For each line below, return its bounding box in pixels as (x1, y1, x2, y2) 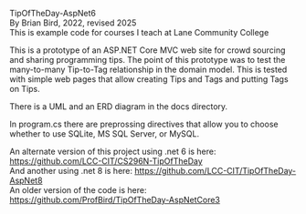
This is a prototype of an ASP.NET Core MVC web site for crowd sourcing (9, 45, 286, 56)
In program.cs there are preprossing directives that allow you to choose (9, 118, 279, 129)
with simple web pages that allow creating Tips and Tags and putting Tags (9, 74, 290, 85)
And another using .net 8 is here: (9, 166, 133, 176)
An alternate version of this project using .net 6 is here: (9, 146, 216, 157)
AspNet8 (9, 175, 43, 186)
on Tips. (9, 84, 41, 94)
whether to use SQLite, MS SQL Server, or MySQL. (9, 128, 199, 139)
